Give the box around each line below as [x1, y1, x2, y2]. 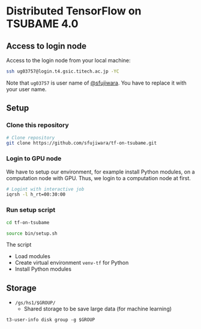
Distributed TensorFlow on [6, 4, 142, 18]
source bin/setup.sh [6, 230, 58, 237]
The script [6, 241, 32, 249]
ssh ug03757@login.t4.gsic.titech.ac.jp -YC [6, 68, 119, 74]
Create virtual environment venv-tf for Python [14, 259, 129, 267]
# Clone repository [6, 134, 55, 140]
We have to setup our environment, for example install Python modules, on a [6, 168, 195, 175]
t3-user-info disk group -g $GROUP [6, 317, 95, 323]
